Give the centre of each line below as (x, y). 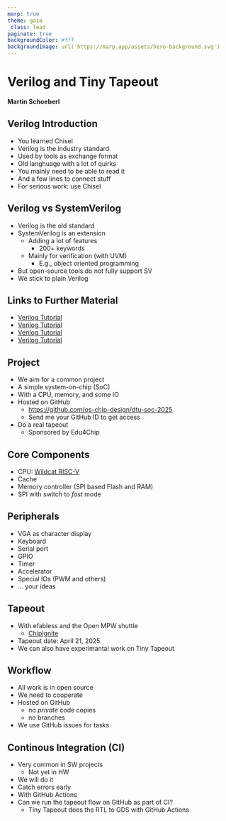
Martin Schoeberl (34, 101)
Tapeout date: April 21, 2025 (59, 641)
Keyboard (32, 541)
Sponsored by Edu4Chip (64, 432)
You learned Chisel (45, 141)
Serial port (33, 548)
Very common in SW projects (60, 765)
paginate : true (30, 34)
